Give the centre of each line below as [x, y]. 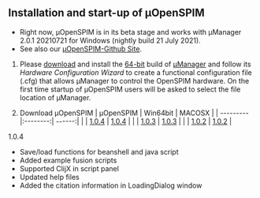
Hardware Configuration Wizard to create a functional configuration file [136, 72]
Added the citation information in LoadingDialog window [111, 185]
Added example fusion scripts [68, 160]
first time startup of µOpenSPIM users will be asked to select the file [130, 89]
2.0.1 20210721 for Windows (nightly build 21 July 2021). [110, 40]
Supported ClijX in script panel [69, 168]
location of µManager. [55, 97]
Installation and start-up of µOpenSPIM [106, 13]
